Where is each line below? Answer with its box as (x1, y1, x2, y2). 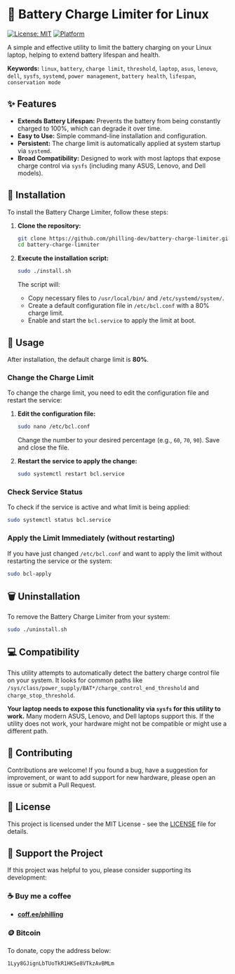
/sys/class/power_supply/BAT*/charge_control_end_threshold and (7, 683, 199, 691)
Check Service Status (7, 487, 83, 496)
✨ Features (7, 98, 57, 110)
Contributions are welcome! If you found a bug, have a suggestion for (7, 766, 208, 774)
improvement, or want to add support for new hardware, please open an (7, 773, 216, 781)
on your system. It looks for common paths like (7, 676, 143, 684)
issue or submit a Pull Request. (7, 780, 97, 789)
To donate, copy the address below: (7, 946, 112, 954)
